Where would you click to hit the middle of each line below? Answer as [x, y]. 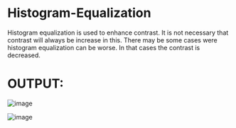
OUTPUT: [36, 84]
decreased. [24, 55]
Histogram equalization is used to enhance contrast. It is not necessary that [118, 33]
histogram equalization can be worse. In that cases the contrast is [104, 47]
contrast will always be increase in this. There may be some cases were [113, 40]
